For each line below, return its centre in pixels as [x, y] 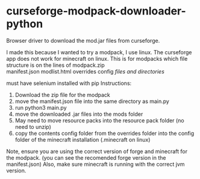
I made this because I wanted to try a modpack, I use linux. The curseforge [99, 52]
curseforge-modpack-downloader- [96, 11]
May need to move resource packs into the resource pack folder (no [100, 120]
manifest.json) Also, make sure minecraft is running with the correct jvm [95, 164]
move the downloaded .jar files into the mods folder [79, 114]
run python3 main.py [41, 107]
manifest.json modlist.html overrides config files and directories [85, 71]
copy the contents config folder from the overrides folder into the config [105, 133]
